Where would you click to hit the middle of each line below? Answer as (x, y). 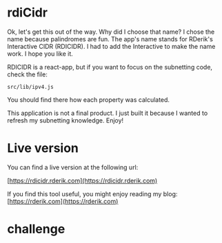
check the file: (28, 74)
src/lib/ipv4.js (30, 87)
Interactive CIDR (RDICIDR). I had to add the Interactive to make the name (111, 46)
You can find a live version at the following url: (73, 167)
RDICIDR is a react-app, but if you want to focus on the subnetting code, (110, 67)
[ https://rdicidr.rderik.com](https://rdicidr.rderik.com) (82, 180)
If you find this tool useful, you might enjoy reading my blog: (92, 193)
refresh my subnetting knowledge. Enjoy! (65, 120)
